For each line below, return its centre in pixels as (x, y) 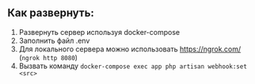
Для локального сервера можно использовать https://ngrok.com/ (130, 49)
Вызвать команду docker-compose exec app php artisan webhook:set (133, 66)
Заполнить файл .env (54, 40)
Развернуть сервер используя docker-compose (99, 32)
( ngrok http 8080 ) (48, 57)
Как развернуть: (51, 13)
